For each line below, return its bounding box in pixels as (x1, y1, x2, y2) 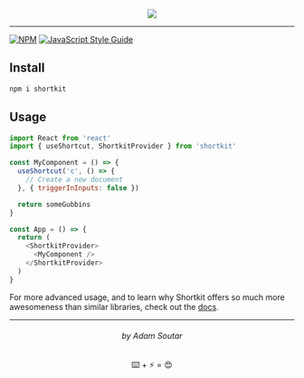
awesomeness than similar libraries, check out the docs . (9, 301, 219, 312)
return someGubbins (17, 199, 91, 208)
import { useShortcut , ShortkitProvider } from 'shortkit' (9, 141, 237, 151)
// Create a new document (25, 175, 124, 184)
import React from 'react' (9, 133, 111, 142)
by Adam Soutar (121, 331, 183, 342)
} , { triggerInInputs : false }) (17, 183, 140, 192)
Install (9, 60, 45, 76)
